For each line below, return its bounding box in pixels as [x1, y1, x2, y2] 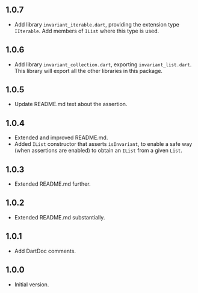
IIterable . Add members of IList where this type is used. [14, 27, 159, 34]
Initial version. [14, 280, 49, 288]
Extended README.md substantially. [14, 213, 105, 221]
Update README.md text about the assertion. [14, 101, 128, 108]
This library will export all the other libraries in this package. [14, 67, 163, 74]
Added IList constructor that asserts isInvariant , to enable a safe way [14, 140, 193, 148]
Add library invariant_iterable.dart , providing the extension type [14, 20, 180, 28]
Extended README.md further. [14, 180, 91, 187]
